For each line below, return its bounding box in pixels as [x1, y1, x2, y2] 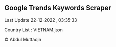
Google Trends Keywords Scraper [4, 4, 111, 12]
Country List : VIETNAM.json [4, 27, 63, 33]
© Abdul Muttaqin [4, 36, 42, 42]
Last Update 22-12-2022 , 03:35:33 [4, 17, 77, 23]
